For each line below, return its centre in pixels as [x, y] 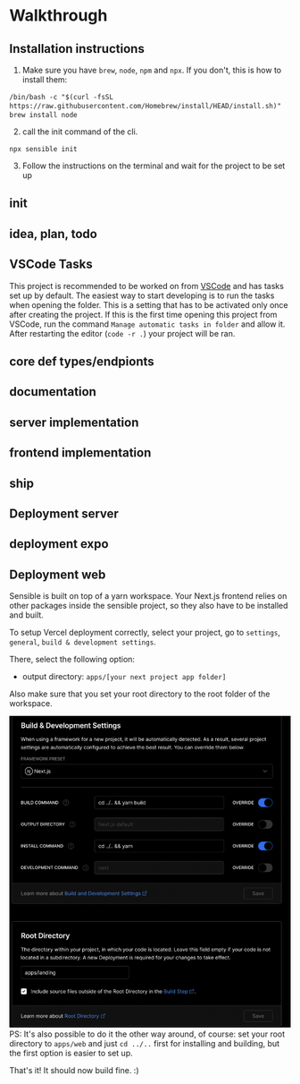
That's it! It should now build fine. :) [75, 1071]
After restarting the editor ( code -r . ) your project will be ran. [122, 333]
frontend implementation [80, 453]
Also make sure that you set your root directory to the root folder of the [140, 694]
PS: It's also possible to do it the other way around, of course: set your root [147, 1034]
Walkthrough [58, 16]
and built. [27, 615]
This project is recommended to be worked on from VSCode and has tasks [146, 286]
